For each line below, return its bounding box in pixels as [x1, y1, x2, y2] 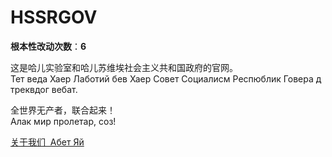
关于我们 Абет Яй [10, 136, 85, 148]
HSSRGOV [10, 6, 98, 29]
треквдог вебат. [10, 83, 78, 95]
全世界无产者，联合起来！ [10, 104, 116, 116]
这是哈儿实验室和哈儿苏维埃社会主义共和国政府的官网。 [10, 61, 238, 73]
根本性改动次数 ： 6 [10, 40, 87, 52]
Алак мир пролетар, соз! [10, 115, 117, 127]
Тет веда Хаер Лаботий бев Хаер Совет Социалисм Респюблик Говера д [10, 72, 322, 85]
